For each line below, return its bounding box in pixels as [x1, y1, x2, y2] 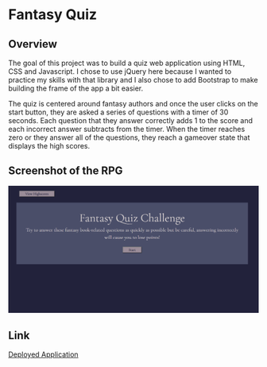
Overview [8, 37, 58, 51]
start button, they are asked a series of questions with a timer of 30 [8, 107, 229, 117]
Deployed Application [8, 350, 79, 359]
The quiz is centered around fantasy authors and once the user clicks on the [8, 99, 258, 108]
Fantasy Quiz [8, 6, 98, 24]
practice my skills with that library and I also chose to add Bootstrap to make [8, 75, 258, 84]
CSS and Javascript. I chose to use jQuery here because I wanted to [8, 67, 232, 76]
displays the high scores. [8, 141, 91, 150]
